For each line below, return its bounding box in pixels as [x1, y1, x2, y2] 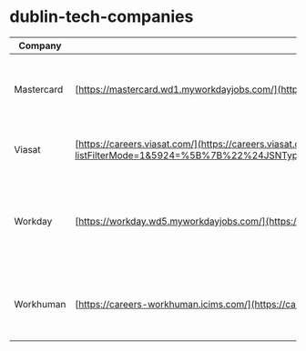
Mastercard [14, 83, 64, 95]
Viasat [14, 143, 41, 155]
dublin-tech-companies [9, 6, 194, 27]
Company [17, 39, 62, 52]
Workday [14, 215, 53, 227]
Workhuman [14, 297, 66, 310]
